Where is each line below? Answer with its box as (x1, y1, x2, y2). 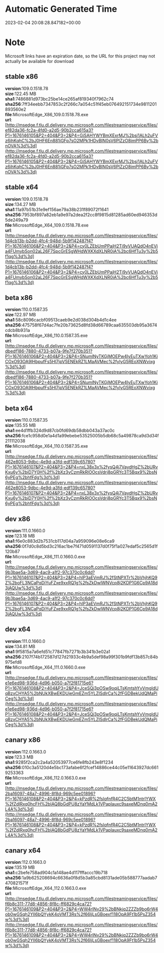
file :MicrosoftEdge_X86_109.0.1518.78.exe (5, 111, 89, 117)
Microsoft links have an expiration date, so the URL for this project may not (5, 53, 155, 59)
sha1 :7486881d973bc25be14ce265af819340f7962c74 (5, 96, 114, 101)
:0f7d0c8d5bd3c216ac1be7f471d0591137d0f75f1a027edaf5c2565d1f (20, 543, 158, 549)
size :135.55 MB (5, 423, 36, 428)
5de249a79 (5, 217, 28, 223)
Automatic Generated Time (5, 3, 117, 15)
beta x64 (5, 404, 33, 412)
